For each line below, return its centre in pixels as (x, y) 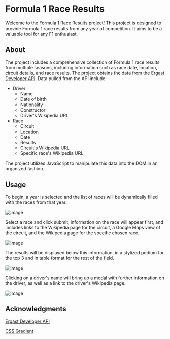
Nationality (31, 105)
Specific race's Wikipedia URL (52, 153)
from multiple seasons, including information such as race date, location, (81, 67)
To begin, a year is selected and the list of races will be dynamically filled (82, 197)
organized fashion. (25, 168)
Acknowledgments (36, 309)
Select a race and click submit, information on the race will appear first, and (84, 222)
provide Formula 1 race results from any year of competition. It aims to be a (84, 28)
